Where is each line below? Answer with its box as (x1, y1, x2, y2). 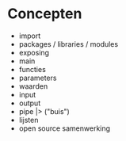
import (18, 31, 41, 40)
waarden (18, 81, 48, 91)
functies (18, 64, 47, 74)
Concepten (7, 5, 82, 23)
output (18, 98, 41, 108)
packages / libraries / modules (18, 39, 119, 48)
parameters (18, 73, 57, 82)
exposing (18, 48, 49, 57)
